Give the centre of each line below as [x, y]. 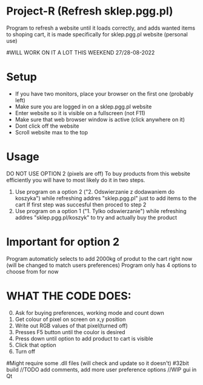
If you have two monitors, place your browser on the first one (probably [104, 94]
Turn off [25, 351]
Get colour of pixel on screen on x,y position [70, 319]
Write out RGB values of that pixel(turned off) [72, 326]
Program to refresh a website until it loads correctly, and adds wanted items [101, 28]
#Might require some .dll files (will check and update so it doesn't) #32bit [98, 363]
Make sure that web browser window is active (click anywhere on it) [100, 119]
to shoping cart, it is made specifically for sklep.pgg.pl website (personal [97, 34]
